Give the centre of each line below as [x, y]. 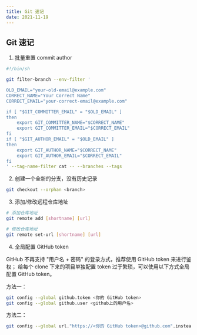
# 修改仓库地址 [22, 229]
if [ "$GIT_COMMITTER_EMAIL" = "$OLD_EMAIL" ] [64, 112]
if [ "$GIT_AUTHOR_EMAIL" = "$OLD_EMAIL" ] [60, 139]
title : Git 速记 [25, 12]
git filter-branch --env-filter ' [49, 80]
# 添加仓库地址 [22, 213]
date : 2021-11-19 [27, 17]
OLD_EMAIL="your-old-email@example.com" [56, 90]
